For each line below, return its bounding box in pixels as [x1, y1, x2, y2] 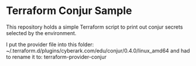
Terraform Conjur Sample [6, 4, 132, 18]
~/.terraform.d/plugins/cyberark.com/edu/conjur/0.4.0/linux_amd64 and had [6, 47, 190, 54]
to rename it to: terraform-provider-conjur [6, 53, 107, 60]
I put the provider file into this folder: [6, 41, 94, 48]
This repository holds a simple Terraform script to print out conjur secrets [6, 23, 183, 30]
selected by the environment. [6, 29, 77, 36]
